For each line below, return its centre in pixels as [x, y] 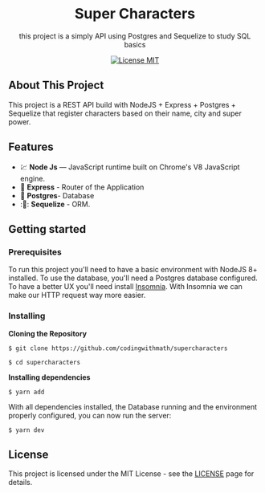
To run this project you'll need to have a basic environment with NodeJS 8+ [133, 270]
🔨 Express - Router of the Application [82, 187]
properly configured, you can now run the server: [90, 415]
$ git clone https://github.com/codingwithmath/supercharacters [118, 348]
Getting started [47, 229]
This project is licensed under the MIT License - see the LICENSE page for [131, 474]
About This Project [56, 86]
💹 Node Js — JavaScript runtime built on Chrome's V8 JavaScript [130, 167]
